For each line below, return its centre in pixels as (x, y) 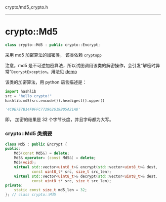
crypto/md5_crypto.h (27, 7)
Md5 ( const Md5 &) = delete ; (42, 153)
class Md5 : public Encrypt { (36, 144)
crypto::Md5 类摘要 (29, 134)
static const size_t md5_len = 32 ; (51, 190)
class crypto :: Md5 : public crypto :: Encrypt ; (53, 45)
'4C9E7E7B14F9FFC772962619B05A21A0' (43, 110)
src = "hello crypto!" (28, 96)
